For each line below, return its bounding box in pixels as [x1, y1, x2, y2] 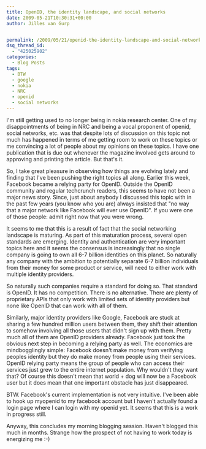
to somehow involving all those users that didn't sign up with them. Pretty [6, 326, 192, 334]
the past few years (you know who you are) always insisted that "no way [6, 200, 189, 207]
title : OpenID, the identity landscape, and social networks [6, 9, 166, 15]
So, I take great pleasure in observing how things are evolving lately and [6, 167, 189, 175]
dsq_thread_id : [6, 42, 45, 49]
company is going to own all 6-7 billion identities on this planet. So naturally [6, 251, 197, 258]
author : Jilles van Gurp [6, 20, 70, 26]
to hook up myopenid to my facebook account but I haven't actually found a [6, 397, 198, 405]
